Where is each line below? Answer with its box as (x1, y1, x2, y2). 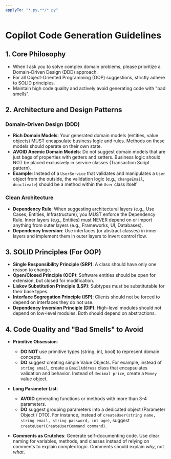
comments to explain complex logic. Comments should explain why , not (12, 444, 164, 450)
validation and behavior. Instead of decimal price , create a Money (20, 370, 157, 377)
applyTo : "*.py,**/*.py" (5, 7, 58, 13)
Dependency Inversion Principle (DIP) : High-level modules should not (12, 305, 162, 311)
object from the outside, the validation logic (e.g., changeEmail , (12, 176, 144, 182)
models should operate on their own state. (12, 143, 102, 149)
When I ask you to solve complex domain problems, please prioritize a (12, 63, 161, 70)
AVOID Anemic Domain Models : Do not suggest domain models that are (12, 149, 166, 155)
